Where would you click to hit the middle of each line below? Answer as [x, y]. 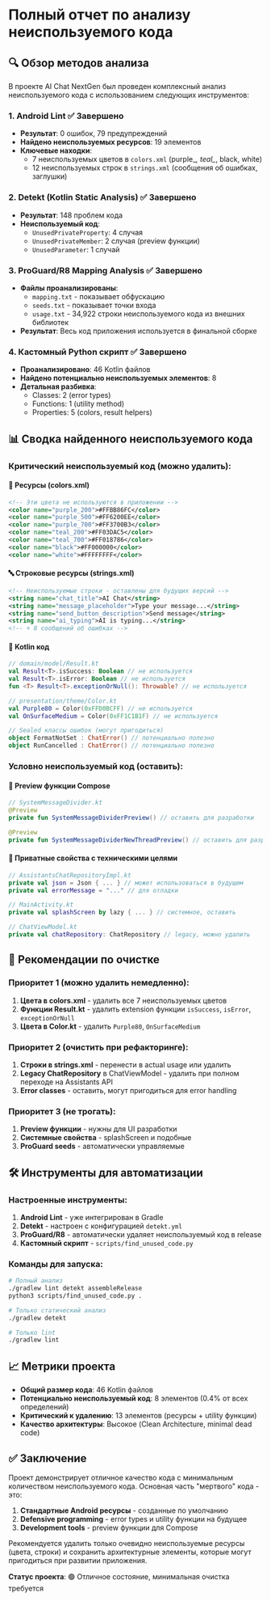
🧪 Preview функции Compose [59, 785]
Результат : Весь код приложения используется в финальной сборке [138, 331]
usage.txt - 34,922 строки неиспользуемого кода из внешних [138, 314]
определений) [44, 1407]
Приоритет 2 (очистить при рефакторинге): [98, 1047]
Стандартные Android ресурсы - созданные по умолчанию [124, 1510]
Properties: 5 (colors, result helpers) [92, 412]
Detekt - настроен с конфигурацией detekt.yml [101, 1226]
